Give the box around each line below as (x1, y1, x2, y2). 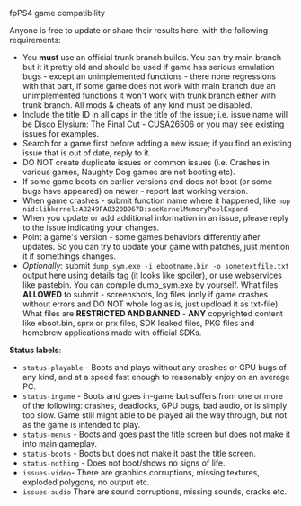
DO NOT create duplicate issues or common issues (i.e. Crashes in (22, 157, 270, 167)
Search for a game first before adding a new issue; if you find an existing (22, 138, 292, 148)
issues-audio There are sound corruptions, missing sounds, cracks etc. (22, 486, 288, 497)
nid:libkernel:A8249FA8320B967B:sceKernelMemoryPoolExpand (22, 205, 249, 214)
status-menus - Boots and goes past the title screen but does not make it (22, 429, 290, 439)
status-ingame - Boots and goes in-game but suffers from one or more (22, 391, 284, 401)
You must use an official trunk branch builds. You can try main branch (22, 52, 282, 62)
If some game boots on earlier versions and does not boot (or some (22, 176, 272, 187)
